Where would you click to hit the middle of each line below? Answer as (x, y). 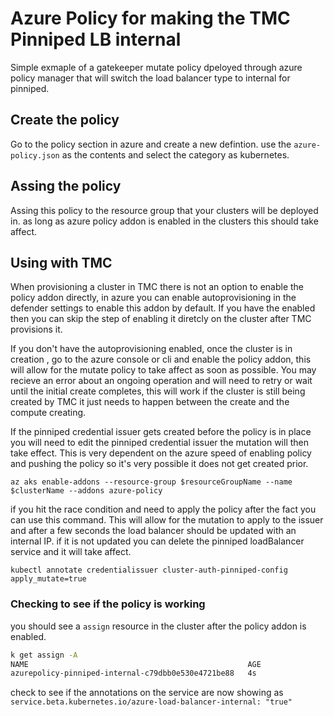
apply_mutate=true (48, 579)
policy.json (35, 155)
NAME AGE (136, 664)
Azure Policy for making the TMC (150, 18)
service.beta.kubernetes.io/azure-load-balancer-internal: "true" (151, 702)
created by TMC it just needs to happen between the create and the (150, 402)
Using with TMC (61, 262)
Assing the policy (66, 186)
